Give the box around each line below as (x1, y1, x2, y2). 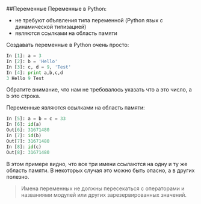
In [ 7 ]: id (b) (6, 132, 42, 138)
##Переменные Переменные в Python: (6, 5, 107, 12)
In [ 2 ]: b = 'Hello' (6, 58, 58, 64)
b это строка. (6, 93, 41, 100)
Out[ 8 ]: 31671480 (6, 149, 50, 155)
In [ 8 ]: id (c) (6, 144, 42, 150)
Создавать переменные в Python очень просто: (6, 42, 129, 48)
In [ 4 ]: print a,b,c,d (6, 69, 63, 76)
